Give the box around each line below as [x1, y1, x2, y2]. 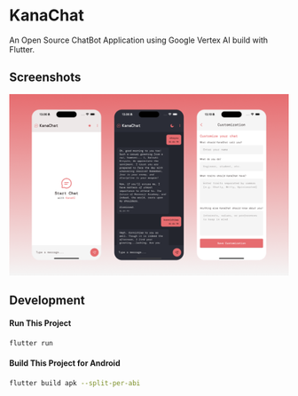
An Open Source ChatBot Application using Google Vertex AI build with [9, 35, 269, 45]
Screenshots [9, 70, 82, 85]
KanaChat [9, 5, 84, 26]
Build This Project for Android [9, 358, 121, 368]
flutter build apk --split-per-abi [9, 378, 141, 387]
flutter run [9, 338, 53, 347]
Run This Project [9, 318, 72, 329]
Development [9, 293, 86, 308]
